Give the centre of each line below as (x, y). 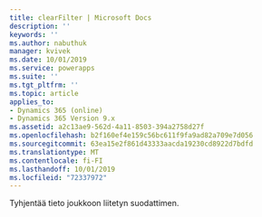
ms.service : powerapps (52, 69)
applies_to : (32, 102)
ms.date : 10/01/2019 (49, 60)
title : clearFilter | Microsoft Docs (81, 18)
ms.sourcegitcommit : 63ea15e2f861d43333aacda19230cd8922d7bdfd (131, 144)
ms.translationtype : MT (54, 152)
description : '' (40, 26)
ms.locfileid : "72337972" (58, 177)
